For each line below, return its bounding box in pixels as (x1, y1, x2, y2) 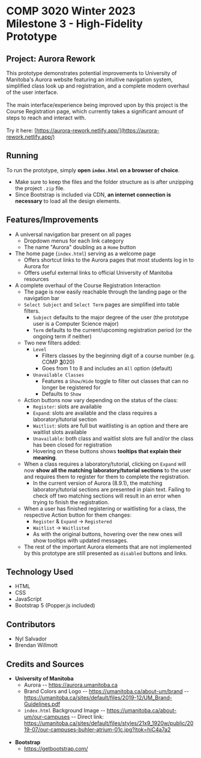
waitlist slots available (32, 428, 87, 436)
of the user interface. (6, 89, 59, 95)
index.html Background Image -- (23, 707, 106, 714)
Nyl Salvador (14, 635, 47, 643)
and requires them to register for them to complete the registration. (23, 473, 190, 480)
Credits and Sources (6, 659, 85, 669)
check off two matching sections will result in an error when (32, 492, 181, 499)
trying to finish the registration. (32, 498, 110, 505)
